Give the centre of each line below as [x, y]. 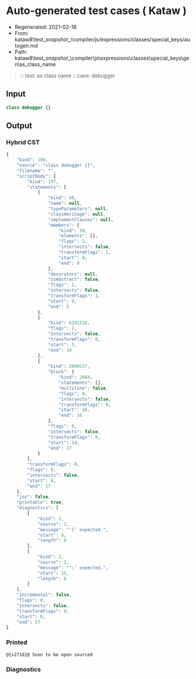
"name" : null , [65, 204]
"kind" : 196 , [32, 160]
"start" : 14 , [64, 443]
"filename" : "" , [37, 171]
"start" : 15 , [53, 573]
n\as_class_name [35, 64]
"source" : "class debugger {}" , [56, 166]
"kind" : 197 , [43, 182]
